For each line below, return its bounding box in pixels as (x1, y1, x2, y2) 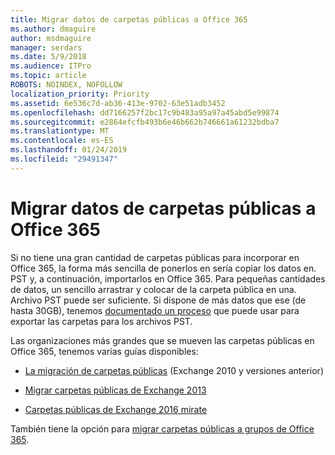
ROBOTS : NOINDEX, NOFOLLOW (10, 80, 123, 90)
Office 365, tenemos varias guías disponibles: (10, 345, 199, 357)
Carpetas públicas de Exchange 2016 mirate (24, 403, 208, 415)
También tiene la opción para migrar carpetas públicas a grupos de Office (10, 422, 315, 435)
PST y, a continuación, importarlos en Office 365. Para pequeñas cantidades (10, 272, 326, 285)
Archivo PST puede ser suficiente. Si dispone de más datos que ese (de (10, 294, 307, 306)
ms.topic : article (10, 71, 87, 81)
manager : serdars (10, 42, 83, 53)
